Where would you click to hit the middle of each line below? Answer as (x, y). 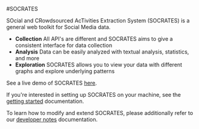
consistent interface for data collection (64, 45)
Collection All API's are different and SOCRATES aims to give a (94, 39)
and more (27, 58)
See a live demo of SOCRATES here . (52, 83)
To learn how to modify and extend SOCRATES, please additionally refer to (100, 113)
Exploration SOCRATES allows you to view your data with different (99, 64)
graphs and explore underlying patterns (65, 71)
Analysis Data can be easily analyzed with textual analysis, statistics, (102, 52)
